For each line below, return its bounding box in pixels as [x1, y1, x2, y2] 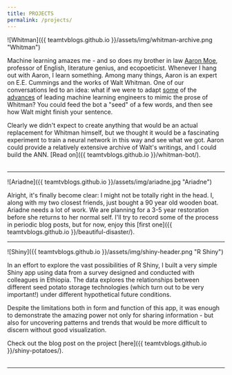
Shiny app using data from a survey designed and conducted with [7, 268, 195, 276]
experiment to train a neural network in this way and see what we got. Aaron [7, 135, 224, 144]
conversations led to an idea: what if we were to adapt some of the [7, 86, 197, 94]
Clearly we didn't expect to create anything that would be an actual [7, 121, 198, 129]
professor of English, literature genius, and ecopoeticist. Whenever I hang [7, 64, 217, 72]
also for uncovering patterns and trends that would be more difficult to [7, 318, 207, 327]
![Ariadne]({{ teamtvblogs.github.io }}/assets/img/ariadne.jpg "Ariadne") [7, 177, 213, 186]
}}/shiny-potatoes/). [7, 346, 64, 354]
